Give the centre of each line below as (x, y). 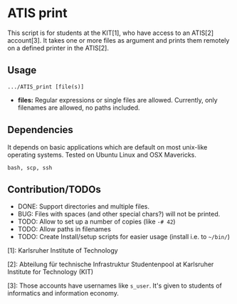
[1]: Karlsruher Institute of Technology (63, 251)
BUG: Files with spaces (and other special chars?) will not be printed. (119, 214)
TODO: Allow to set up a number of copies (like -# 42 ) (96, 221)
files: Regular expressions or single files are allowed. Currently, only (118, 100)
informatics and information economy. (63, 293)
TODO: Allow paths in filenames (64, 229)
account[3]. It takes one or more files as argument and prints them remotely (118, 40)
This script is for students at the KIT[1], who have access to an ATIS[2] (111, 33)
